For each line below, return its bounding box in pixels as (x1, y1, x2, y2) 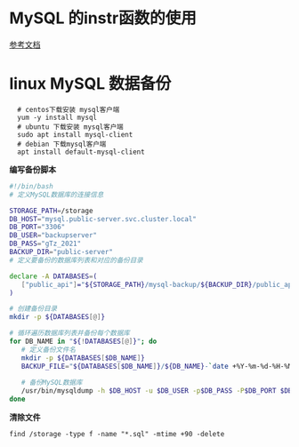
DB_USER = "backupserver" (9, 231, 98, 240)
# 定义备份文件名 (20, 345, 77, 354)
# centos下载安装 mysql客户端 (17, 105, 120, 114)
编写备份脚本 (9, 164, 56, 174)
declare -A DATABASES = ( (9, 272, 98, 281)
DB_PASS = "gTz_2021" (9, 239, 82, 249)
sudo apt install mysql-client (17, 130, 133, 139)
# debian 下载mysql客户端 (17, 140, 107, 148)
